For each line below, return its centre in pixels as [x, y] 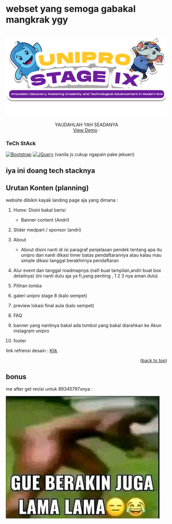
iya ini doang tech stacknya [50, 170]
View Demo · [87, 130]
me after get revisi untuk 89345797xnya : [49, 389]
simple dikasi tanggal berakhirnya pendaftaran [70, 261]
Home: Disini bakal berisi [39, 210]
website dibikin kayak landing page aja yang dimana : [62, 200]
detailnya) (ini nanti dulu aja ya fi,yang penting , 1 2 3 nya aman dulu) [85, 276]
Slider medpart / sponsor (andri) [47, 230]
